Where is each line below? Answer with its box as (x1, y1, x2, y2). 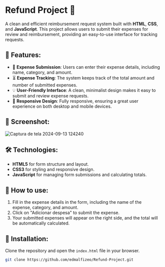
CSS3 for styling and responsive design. (12, 167, 95, 173)
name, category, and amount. (12, 69, 73, 75)
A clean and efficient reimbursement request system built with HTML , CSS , (5, 21, 158, 27)
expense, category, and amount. (12, 205, 79, 211)
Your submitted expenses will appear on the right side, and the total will (12, 215, 158, 221)
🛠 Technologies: (5, 145, 58, 154)
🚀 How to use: (5, 186, 48, 194)
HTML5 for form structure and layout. (12, 161, 89, 167)
